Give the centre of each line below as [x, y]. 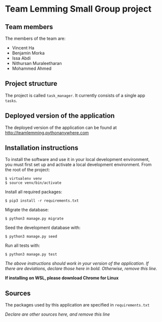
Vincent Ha [23, 48]
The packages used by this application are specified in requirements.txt [77, 305]
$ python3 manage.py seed [31, 237]
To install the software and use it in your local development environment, [77, 160]
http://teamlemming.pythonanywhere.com [47, 132]
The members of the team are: [35, 38]
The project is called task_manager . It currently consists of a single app [75, 95]
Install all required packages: [34, 192]
